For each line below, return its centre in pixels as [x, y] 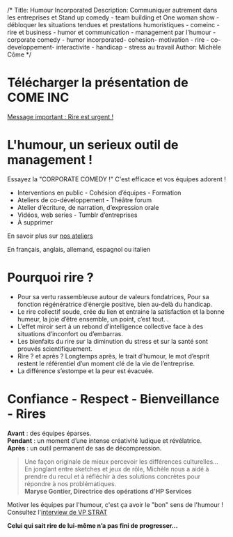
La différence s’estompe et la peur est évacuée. [86, 371]
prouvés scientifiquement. [55, 349]
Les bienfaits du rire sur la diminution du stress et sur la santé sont [113, 341]
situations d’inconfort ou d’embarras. [70, 333]
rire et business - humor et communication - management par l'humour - [112, 32]
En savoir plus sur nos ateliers [50, 236]
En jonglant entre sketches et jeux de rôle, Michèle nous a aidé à [116, 469]
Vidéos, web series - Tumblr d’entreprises [77, 215]
